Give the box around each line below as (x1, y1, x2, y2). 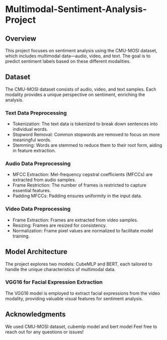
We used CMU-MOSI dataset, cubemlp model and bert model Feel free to (5, 323, 157, 329)
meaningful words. (12, 137, 52, 143)
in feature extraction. (12, 147, 56, 154)
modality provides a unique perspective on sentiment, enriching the (5, 92, 145, 98)
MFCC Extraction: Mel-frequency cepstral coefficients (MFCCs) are (12, 172, 153, 178)
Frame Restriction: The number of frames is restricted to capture (12, 182, 147, 188)
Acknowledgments (5, 310, 66, 319)
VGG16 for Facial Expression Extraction (5, 279, 103, 286)
